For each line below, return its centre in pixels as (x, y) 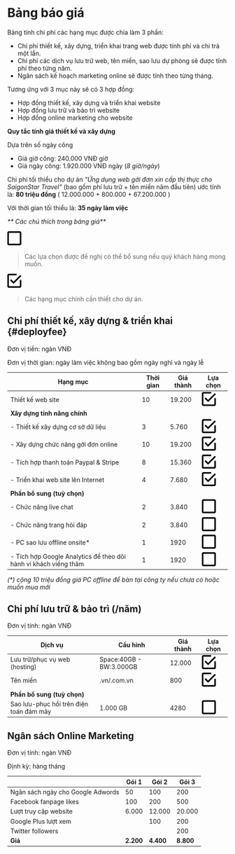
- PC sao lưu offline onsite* (50, 542)
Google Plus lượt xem (41, 821)
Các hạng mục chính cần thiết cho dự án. (84, 298)
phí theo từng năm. (44, 68)
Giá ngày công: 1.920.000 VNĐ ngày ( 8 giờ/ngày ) (88, 165)
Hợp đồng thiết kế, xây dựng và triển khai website (89, 102)
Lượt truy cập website (42, 811)
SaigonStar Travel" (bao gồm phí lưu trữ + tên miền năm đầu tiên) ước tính (114, 186)
